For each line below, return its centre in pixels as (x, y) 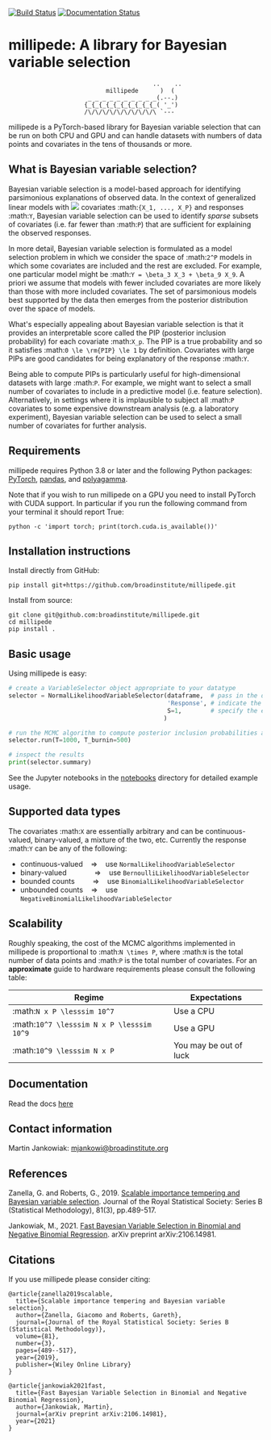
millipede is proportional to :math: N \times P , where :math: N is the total (126, 952)
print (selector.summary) (50, 763)
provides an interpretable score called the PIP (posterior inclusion (117, 333)
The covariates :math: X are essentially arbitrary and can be (106, 831)
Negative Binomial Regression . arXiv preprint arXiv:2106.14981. (113, 1234)
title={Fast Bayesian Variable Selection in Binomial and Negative (131, 1392)
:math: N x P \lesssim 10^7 (63, 1011)
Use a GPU (194, 1028)
